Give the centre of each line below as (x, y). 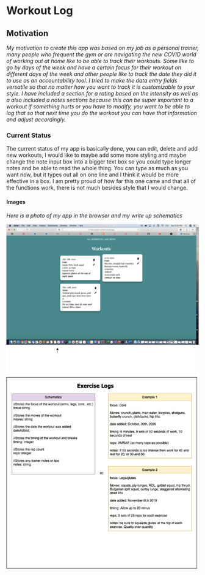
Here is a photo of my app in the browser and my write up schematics (95, 216)
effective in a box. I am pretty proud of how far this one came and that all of (101, 181)
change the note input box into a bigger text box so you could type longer (99, 162)
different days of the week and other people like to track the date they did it (102, 74)
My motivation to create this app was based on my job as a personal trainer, (103, 48)
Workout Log (40, 11)
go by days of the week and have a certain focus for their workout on (94, 67)
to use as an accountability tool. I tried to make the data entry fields (92, 81)
